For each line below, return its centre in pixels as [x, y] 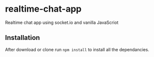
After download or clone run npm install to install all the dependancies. [77, 49]
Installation [22, 38]
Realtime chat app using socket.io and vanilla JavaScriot [62, 22]
